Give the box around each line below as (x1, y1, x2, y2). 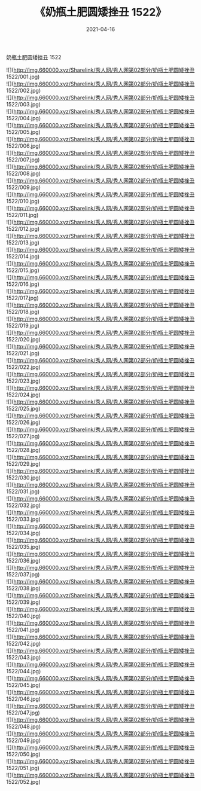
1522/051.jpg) (6, 764, 40, 771)
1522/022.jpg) (6, 363, 41, 371)
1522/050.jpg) (6, 750, 41, 758)
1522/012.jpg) (6, 225, 40, 232)
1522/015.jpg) (6, 267, 40, 274)
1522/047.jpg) (6, 709, 40, 716)
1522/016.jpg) (6, 280, 40, 288)
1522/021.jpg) (6, 349, 40, 356)
